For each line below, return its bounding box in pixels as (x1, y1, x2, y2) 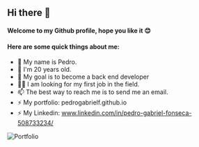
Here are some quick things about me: (7, 42, 120, 51)
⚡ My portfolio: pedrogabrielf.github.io (17, 98, 127, 107)
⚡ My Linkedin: (17, 109, 61, 117)
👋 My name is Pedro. (17, 58, 77, 66)
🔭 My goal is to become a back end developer (17, 72, 150, 81)
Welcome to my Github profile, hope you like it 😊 (7, 26, 151, 35)
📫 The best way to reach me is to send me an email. (17, 88, 168, 96)
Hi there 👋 (7, 7, 51, 19)
